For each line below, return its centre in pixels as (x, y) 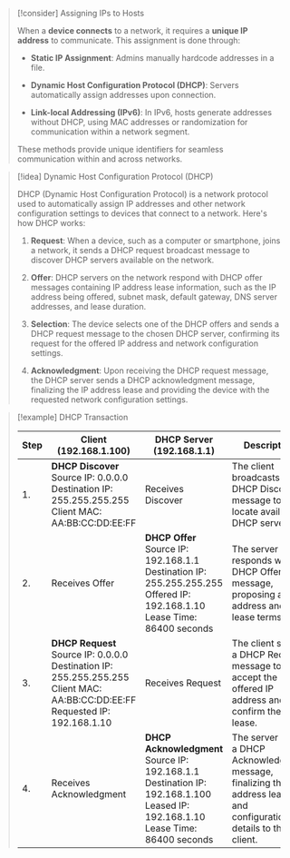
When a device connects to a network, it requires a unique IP (132, 30)
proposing (253, 594)
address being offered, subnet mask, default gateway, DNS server (154, 297)
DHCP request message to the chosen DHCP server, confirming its (155, 334)
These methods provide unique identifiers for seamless (120, 149)
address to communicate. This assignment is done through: (129, 40)
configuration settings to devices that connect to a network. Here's (142, 213)
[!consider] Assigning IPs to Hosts (81, 13)
